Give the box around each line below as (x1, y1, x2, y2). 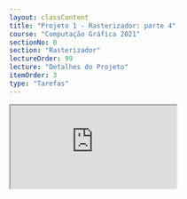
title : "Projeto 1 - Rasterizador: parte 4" (9, 21, 176, 30)
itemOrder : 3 (9, 71, 58, 80)
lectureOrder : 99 (9, 54, 74, 63)
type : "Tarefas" (9, 79, 69, 88)
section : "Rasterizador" (9, 46, 101, 55)
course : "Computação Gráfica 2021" (9, 29, 141, 38)
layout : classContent (9, 12, 90, 22)
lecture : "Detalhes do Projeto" (9, 63, 129, 72)
